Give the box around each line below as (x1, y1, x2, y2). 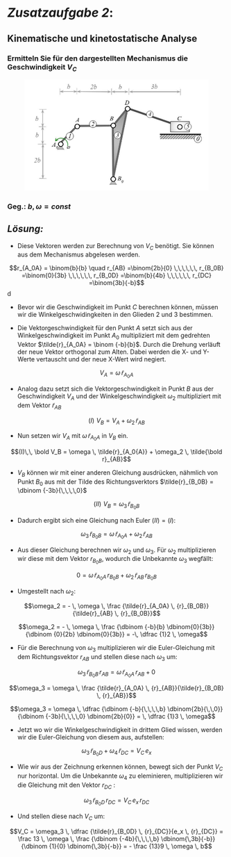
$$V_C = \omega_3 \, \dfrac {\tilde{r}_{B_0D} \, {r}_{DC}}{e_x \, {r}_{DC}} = (9, 827, 224, 835)
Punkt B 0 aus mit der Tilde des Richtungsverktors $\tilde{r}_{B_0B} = (17, 478, 214, 487)
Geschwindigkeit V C (7, 62, 78, 73)
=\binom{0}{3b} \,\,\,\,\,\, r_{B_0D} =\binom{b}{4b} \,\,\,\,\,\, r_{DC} (22, 271, 212, 279)
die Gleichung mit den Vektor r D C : (17, 781, 116, 790)
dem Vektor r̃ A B (17, 401, 62, 411)
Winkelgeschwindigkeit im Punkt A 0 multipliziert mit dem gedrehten (17, 332, 210, 341)
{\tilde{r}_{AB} (72, 610, 113, 618)
